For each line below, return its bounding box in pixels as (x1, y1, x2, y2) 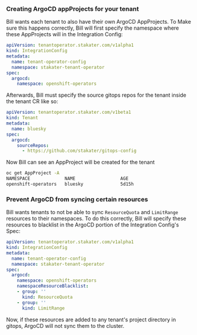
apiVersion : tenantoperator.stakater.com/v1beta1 (6, 109, 132, 116)
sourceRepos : (17, 142, 49, 148)
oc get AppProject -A (6, 170, 60, 176)
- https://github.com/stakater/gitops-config (21, 148, 136, 154)
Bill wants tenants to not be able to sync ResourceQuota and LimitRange (6, 209, 179, 216)
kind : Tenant (6, 115, 39, 121)
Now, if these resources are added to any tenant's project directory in (6, 316, 176, 323)
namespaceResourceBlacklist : (17, 283, 89, 289)
